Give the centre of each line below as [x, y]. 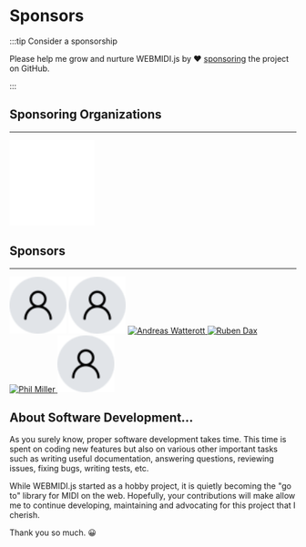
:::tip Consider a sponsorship [64, 41]
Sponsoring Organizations [86, 115]
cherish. [25, 515]
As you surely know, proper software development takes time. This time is [148, 440]
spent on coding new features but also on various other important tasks [143, 449]
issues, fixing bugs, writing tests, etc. [79, 469]
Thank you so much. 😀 [53, 532]
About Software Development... [102, 417]
